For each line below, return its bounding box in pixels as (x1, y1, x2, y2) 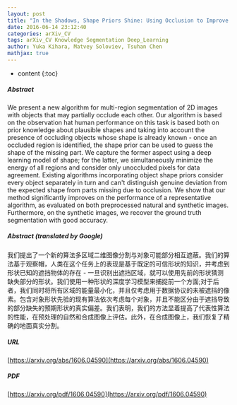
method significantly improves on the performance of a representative (7, 193, 212, 201)
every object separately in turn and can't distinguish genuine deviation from (7, 178, 228, 187)
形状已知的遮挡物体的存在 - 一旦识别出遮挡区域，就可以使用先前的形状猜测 (7, 268, 224, 276)
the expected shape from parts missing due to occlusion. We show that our (7, 185, 226, 194)
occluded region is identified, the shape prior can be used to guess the (7, 141, 214, 149)
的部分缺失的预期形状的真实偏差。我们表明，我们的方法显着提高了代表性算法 (7, 303, 230, 312)
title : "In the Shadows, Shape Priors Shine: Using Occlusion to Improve (7, 17, 229, 24)
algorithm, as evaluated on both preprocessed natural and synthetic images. (7, 201, 229, 209)
